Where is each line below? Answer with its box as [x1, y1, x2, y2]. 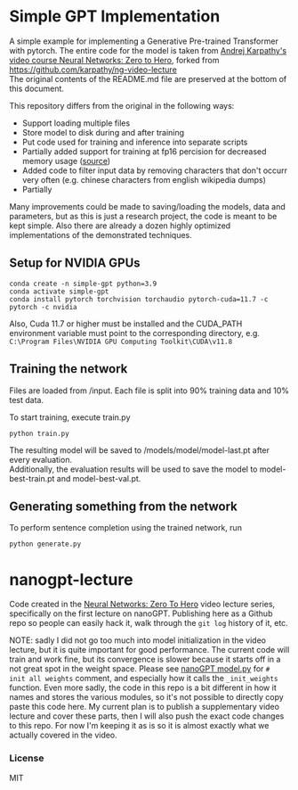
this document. [9, 83, 65, 94]
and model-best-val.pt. [56, 473, 141, 483]
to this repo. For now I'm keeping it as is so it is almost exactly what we [9, 720, 270, 731]
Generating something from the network [9, 498, 238, 514]
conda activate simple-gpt [9, 287, 109, 296]
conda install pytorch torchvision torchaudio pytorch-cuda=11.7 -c [9, 294, 269, 304]
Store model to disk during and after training [21, 127, 185, 137]
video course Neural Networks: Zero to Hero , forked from [9, 54, 220, 65]
